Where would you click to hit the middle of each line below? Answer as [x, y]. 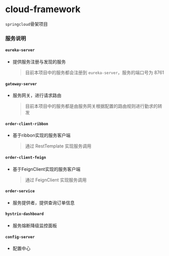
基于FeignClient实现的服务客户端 [46, 169]
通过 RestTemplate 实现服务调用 [58, 146]
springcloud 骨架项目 [26, 24]
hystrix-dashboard [24, 214]
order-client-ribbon [27, 124]
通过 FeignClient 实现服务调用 [56, 180]
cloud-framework [43, 9]
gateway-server [21, 84]
